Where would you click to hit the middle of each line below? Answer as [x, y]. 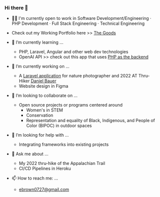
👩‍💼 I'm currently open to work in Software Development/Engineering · [81, 18]
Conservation [40, 115]
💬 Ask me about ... [30, 154]
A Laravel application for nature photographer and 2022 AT [78, 76]
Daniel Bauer [44, 81]
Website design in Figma [44, 86]
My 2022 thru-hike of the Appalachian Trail [62, 163]
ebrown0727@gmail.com [44, 190]
